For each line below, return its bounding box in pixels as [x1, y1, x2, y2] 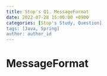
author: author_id [6, 31, 52, 37]
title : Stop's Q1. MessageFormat [6, 8, 89, 15]
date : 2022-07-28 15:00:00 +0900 [6, 14, 89, 20]
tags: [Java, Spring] [6, 25, 60, 32]
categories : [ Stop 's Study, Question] [6, 20, 102, 26]
